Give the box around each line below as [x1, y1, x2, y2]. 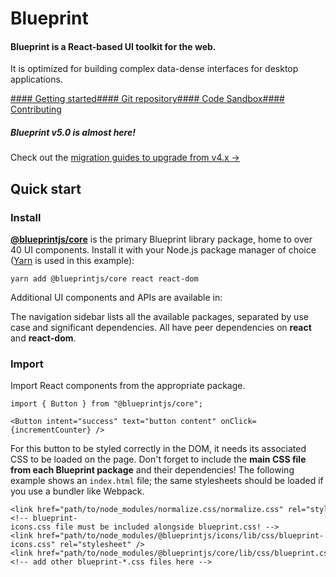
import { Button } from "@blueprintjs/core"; [10, 399, 203, 409]
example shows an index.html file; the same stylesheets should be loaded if [10, 475, 324, 487]
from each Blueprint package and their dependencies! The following [10, 464, 295, 476]
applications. [10, 73, 63, 86]
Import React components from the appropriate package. [10, 380, 246, 392]
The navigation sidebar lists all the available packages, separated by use [10, 311, 309, 323]
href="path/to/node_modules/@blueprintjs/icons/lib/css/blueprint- [36, 531, 325, 541]
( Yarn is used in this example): [10, 255, 135, 267]
